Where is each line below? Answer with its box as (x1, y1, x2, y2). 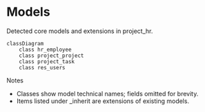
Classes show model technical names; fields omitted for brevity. (16, 89, 199, 98)
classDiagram (6, 40, 44, 47)
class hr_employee (19, 46, 72, 53)
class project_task (19, 58, 75, 65)
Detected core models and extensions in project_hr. (6, 27, 153, 35)
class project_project (19, 52, 84, 59)
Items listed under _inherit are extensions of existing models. (16, 97, 190, 105)
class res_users (19, 64, 66, 71)
